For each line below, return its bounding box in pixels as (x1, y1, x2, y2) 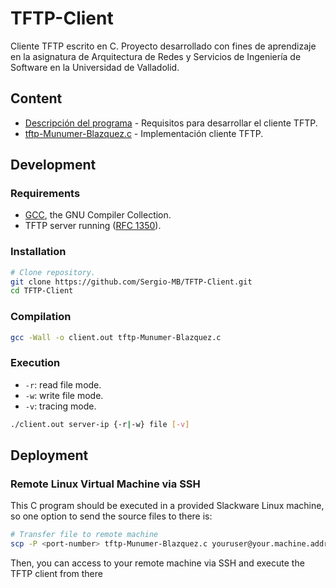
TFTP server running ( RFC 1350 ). (24, 220, 162, 232)
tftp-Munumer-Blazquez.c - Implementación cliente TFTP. (24, 127, 264, 139)
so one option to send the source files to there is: (10, 510, 213, 522)
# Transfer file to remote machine (10, 530, 159, 540)
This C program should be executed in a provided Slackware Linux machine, (10, 500, 325, 512)
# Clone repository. (10, 267, 97, 277)
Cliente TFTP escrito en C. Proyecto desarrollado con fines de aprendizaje (10, 40, 317, 52)
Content (10, 90, 63, 107)
